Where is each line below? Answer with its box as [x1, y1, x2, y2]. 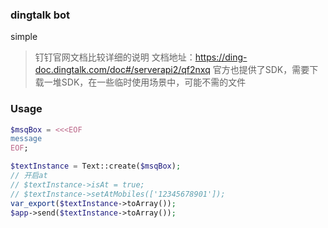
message [10, 134, 43, 144]
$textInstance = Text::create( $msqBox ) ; [10, 161, 182, 172]
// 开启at [10, 171, 48, 181]
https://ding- [194, 51, 248, 63]
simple [10, 31, 38, 43]
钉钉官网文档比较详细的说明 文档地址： [34, 51, 196, 63]
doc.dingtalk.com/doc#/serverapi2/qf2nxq [34, 64, 211, 76]
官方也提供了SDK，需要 [212, 64, 310, 76]
